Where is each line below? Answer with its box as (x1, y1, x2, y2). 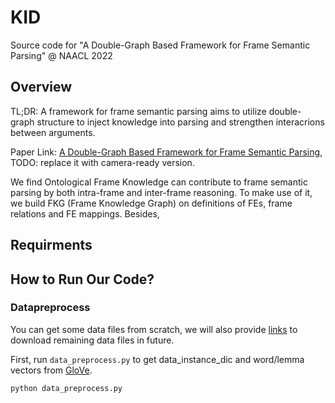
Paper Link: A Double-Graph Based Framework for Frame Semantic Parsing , (10, 146, 323, 158)
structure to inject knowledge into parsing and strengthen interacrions (36, 116, 325, 128)
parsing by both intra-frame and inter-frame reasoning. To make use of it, (10, 186, 313, 198)
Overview (10, 79, 73, 96)
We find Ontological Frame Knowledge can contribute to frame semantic (10, 176, 308, 188)
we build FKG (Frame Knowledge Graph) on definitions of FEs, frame (10, 197, 293, 209)
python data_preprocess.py (10, 383, 123, 393)
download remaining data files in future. (10, 334, 175, 346)
